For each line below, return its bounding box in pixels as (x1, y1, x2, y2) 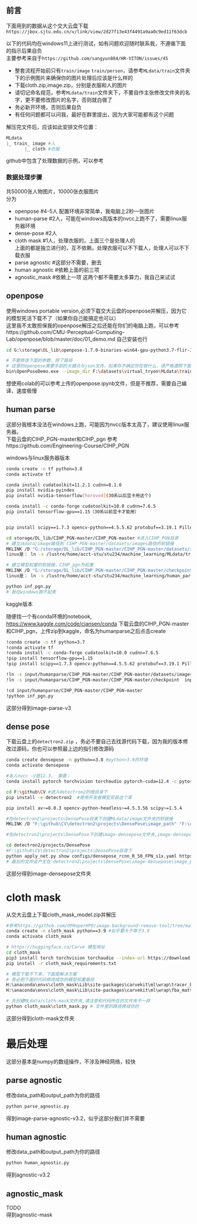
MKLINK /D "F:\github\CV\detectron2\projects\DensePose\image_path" (6, 821, 177, 827)
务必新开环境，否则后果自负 (14, 103, 82, 110)
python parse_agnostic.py (6, 1103, 69, 1109)
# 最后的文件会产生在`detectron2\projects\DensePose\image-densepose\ (6, 858, 174, 865)
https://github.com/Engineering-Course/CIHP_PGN (6, 442, 130, 449)
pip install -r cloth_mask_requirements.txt (6, 960, 117, 966)
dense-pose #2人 (14, 229, 57, 236)
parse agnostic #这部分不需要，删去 (14, 259, 102, 266)
